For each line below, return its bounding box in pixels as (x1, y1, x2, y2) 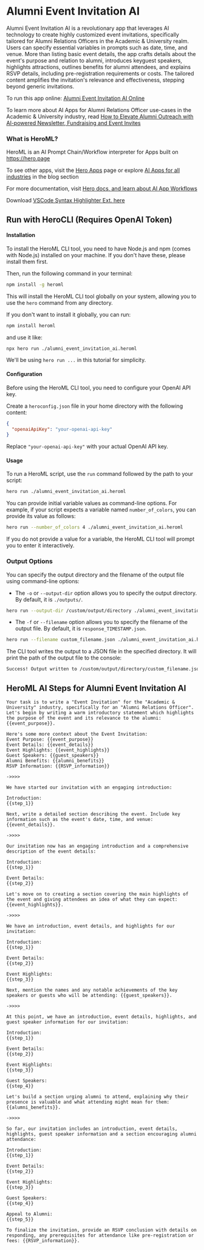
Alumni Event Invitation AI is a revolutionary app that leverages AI (6, 24, 169, 32)
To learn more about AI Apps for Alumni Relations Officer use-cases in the (6, 106, 192, 113)
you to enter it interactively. (6, 542, 75, 549)
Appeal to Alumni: (6, 1211, 53, 1217)
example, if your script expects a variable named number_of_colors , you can (6, 506, 196, 513)
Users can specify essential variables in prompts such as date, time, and (6, 44, 188, 51)
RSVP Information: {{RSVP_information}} (6, 763, 110, 769)
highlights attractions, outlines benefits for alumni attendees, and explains (6, 63, 191, 71)
